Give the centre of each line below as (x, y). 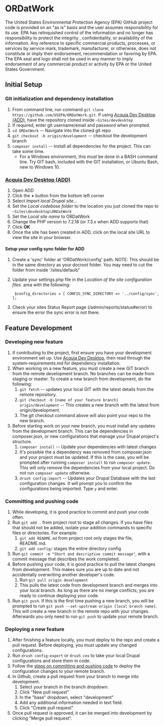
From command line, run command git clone (58, 109)
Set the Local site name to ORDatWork (51, 216)
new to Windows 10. (40, 167)
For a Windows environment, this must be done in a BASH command (88, 156)
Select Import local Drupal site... (45, 201)
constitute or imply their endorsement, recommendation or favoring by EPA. (81, 53)
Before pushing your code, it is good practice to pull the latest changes (84, 564)
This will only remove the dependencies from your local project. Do (87, 467)
